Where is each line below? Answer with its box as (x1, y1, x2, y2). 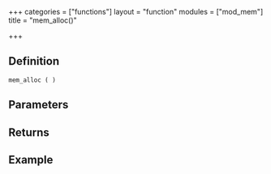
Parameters (8, 98, 69, 112)
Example (8, 153, 54, 167)
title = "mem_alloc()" (8, 15, 77, 25)
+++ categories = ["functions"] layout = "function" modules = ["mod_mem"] (8, 7, 264, 16)
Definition (8, 54, 59, 68)
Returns (8, 125, 50, 139)
